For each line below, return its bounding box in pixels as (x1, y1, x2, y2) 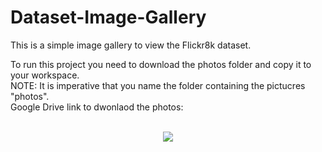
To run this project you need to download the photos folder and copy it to (10, 58, 312, 70)
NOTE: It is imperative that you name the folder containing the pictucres (10, 79, 306, 91)
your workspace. (10, 69, 80, 81)
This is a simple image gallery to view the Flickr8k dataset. (10, 39, 252, 51)
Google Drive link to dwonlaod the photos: (10, 101, 184, 113)
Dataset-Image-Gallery (10, 6, 207, 29)
